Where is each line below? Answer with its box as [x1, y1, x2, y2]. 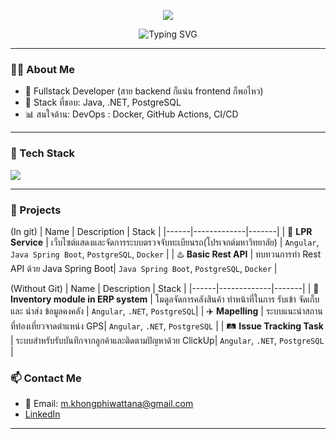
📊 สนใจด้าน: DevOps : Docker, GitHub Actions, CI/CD [24, 108, 239, 120]
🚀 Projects [10, 203, 62, 217]
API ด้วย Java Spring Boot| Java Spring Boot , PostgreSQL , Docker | [10, 262, 278, 274]
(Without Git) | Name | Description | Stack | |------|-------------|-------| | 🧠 [10, 282, 320, 294]
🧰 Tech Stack [10, 146, 76, 160]
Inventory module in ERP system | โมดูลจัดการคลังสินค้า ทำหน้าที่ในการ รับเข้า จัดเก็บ [10, 293, 320, 305]
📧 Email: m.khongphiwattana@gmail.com [24, 398, 194, 410]
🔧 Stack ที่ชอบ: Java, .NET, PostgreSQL [24, 96, 182, 109]
